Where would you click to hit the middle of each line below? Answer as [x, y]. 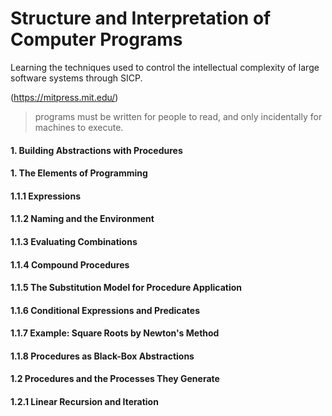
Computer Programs [96, 39]
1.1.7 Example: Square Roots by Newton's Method [115, 333]
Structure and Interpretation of [141, 18]
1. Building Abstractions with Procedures [96, 150]
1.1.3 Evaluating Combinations [74, 241]
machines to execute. [79, 127]
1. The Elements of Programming [79, 173]
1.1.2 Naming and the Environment [82, 219]
